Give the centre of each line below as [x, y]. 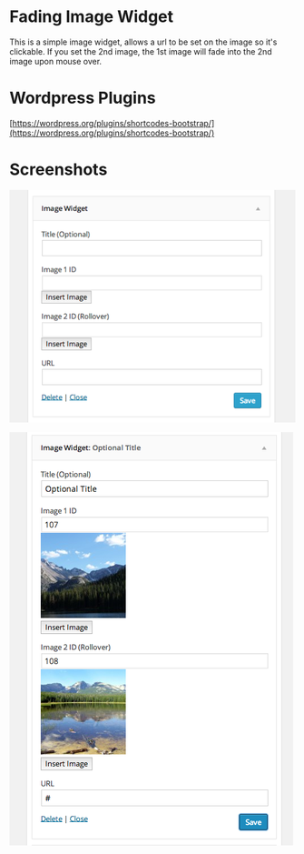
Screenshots [59, 170]
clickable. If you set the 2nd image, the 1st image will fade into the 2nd [141, 51]
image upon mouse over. [56, 61]
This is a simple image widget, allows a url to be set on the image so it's [143, 42]
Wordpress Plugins [83, 98]
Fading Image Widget [92, 17]
